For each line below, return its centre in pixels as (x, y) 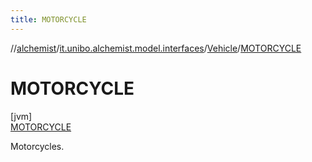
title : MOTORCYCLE (48, 19)
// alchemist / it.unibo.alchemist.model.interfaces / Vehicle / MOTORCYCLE (156, 48)
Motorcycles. (37, 146)
